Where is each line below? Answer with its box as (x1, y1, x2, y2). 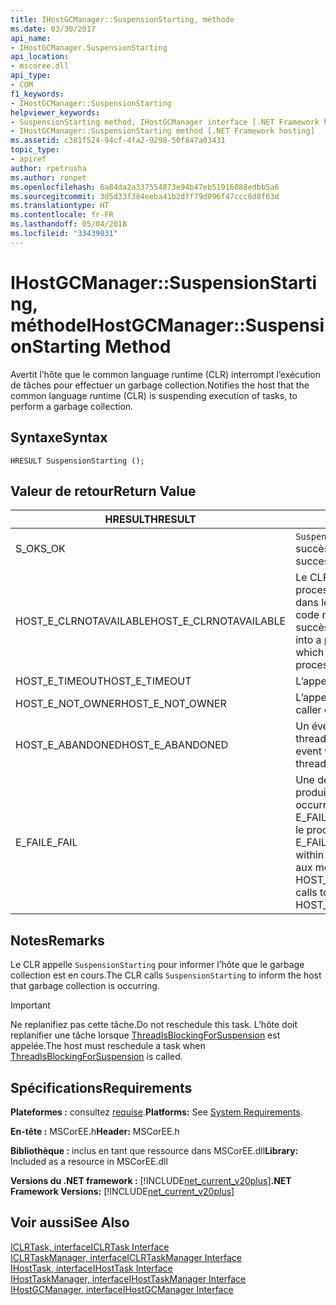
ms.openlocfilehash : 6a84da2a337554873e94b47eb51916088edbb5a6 (10, 182, 280, 192)
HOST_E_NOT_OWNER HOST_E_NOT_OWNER (15, 697, 227, 711)
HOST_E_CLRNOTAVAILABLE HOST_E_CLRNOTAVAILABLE (15, 614, 287, 628)
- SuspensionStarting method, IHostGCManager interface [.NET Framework (10, 117, 320, 127)
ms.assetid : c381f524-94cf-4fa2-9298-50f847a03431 (10, 136, 226, 146)
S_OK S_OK (15, 542, 66, 556)
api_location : (10, 52, 70, 62)
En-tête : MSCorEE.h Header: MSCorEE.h (10, 1125, 180, 1137)
